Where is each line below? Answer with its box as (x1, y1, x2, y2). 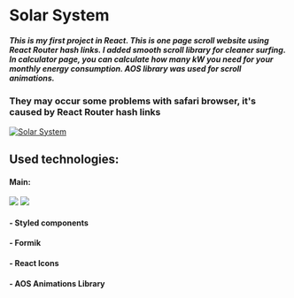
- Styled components (9, 218, 89, 228)
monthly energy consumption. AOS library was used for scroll (9, 63, 242, 73)
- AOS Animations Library (9, 278, 105, 288)
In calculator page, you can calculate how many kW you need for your (9, 54, 274, 65)
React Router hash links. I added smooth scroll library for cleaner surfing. (9, 44, 286, 55)
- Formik (9, 238, 42, 248)
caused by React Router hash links (9, 106, 161, 118)
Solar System (9, 5, 110, 26)
